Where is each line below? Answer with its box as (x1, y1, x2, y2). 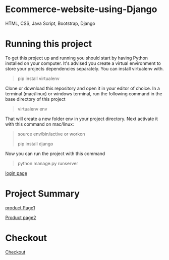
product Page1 (5, 204, 35, 211)
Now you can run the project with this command (5, 151, 105, 157)
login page (5, 170, 28, 176)
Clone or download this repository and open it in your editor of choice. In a (5, 85, 160, 91)
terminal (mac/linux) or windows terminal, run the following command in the (5, 90, 162, 97)
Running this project (5, 38, 92, 50)
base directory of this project (5, 96, 66, 102)
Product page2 (5, 214, 36, 220)
